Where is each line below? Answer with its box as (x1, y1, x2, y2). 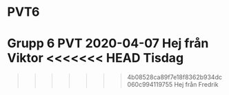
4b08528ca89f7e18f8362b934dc (127, 73, 223, 81)
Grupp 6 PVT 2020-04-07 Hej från (7, 36, 209, 52)
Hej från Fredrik (174, 81, 219, 89)
